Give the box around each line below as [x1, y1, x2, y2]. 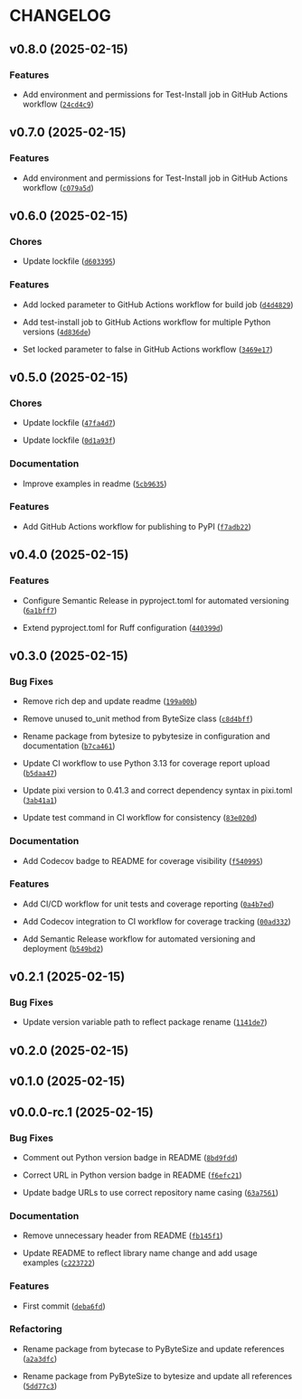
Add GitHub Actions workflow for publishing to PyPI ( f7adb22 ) [22, 521, 251, 531]
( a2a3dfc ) [22, 1353, 58, 1364]
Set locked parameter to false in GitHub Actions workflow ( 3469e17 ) [22, 343, 273, 354]
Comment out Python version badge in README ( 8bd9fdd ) [22, 1151, 238, 1162]
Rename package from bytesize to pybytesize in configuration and [22, 731, 270, 742]
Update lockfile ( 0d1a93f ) [22, 435, 116, 446]
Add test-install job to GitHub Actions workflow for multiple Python [22, 316, 271, 327]
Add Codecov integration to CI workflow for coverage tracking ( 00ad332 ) [22, 915, 291, 926]
